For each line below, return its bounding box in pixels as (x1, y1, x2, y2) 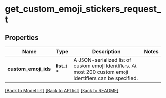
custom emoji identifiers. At (73, 63, 137, 69)
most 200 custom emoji (73, 69, 128, 75)
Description (92, 48, 121, 55)
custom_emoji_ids (7, 65, 51, 72)
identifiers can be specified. (73, 75, 138, 82)
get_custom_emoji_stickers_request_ (5, 3, 161, 15)
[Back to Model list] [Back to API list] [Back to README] (5, 88, 119, 93)
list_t (55, 63, 68, 69)
